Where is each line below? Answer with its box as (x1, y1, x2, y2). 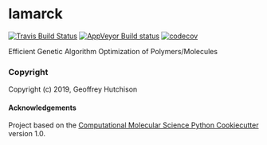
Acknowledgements (8, 103, 77, 112)
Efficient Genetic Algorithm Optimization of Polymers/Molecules (8, 46, 218, 56)
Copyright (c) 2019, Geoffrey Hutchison (8, 84, 138, 94)
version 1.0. (8, 129, 46, 139)
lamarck (8, 5, 64, 23)
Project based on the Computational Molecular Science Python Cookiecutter (8, 120, 259, 130)
